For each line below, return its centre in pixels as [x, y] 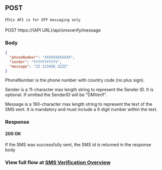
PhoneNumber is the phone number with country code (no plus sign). [75, 80]
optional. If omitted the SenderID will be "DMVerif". [56, 95]
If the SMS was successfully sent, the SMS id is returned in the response [78, 144]
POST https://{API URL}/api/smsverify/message [53, 30]
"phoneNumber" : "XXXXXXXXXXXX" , [42, 57]
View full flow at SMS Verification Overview [58, 162]
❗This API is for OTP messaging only [43, 20]
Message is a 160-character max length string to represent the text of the [79, 104]
